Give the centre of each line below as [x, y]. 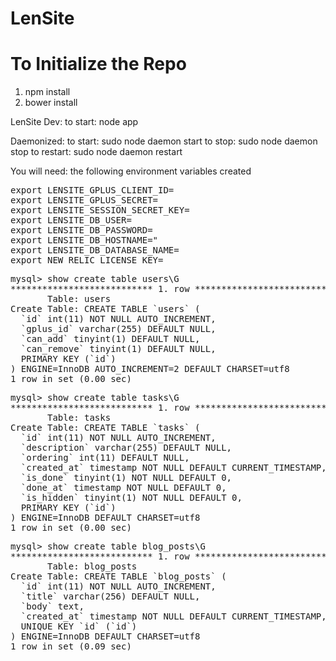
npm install [47, 92]
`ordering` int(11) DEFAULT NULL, [105, 458]
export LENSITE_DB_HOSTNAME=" [84, 240]
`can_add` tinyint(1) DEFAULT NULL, [110, 339]
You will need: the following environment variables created [131, 171]
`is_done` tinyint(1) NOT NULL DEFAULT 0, [126, 478]
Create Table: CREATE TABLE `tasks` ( [105, 428]
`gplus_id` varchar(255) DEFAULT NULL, [118, 329]
